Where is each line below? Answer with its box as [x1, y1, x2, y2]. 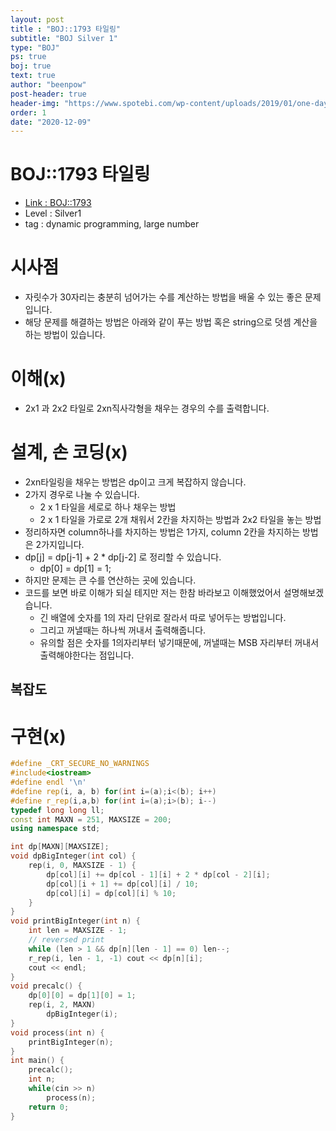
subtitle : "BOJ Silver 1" [10, 33, 118, 43]
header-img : [10, 98, 60, 108]
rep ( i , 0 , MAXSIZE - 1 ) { [28, 861, 137, 871]
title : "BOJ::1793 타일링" [10, 24, 122, 34]
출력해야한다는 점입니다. [39, 649, 135, 661]
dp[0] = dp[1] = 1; [39, 562, 112, 574]
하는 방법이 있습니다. [24, 329, 106, 341]
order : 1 [10, 107, 47, 118]
